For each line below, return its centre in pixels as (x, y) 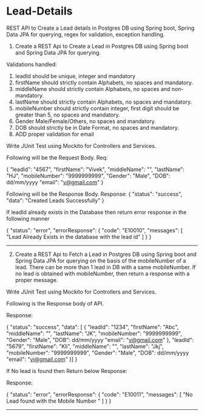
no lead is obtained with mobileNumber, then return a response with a (102, 273)
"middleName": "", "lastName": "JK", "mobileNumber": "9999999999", (94, 333)
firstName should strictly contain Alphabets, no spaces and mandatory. (104, 82)
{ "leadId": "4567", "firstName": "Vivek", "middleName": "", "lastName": (95, 169)
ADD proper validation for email (54, 134)
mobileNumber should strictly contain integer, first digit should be (97, 108)
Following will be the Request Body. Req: (57, 157)
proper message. (36, 280)
